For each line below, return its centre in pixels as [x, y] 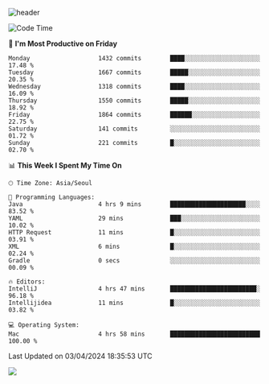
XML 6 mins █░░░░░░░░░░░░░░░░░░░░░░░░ [134, 246]
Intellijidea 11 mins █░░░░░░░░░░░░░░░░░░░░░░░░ [134, 303]
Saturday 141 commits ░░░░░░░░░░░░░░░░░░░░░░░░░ [134, 129]
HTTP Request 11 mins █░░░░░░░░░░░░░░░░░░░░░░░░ [134, 233]
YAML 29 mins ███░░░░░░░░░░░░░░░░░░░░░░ [134, 218]
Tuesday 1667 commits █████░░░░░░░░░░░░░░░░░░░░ [134, 72]
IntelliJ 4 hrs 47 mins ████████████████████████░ [134, 289]
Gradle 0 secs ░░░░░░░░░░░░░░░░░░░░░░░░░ [134, 261]
